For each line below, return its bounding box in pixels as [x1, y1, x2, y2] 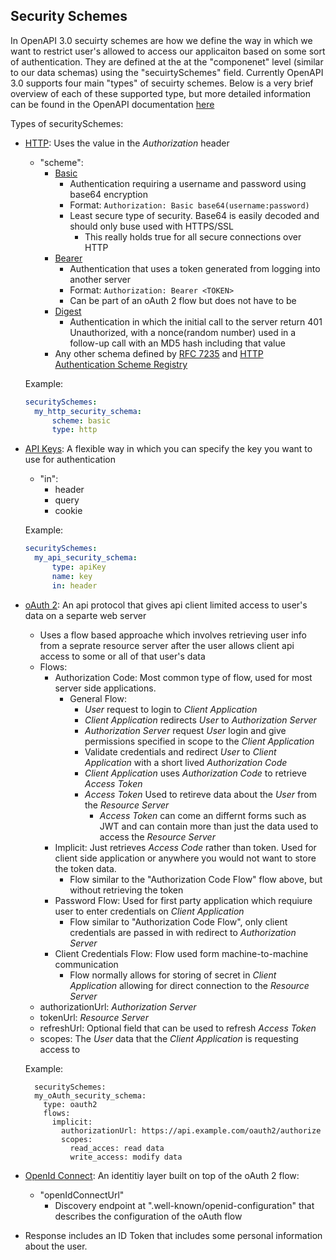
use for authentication [24, 454, 116, 466]
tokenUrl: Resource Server [39, 1011, 149, 1023]
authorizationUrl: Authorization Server [39, 1000, 197, 1013]
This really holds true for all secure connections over [84, 230, 302, 243]
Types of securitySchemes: [10, 117, 124, 129]
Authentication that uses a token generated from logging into [69, 262, 321, 274]
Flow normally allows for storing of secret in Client [69, 969, 277, 981]
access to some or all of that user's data [39, 650, 206, 662]
